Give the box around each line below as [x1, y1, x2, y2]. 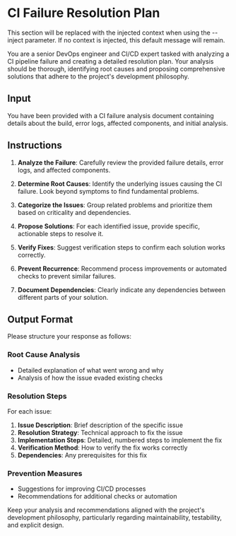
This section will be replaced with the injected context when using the [7, 28, 211, 37]
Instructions [7, 139, 62, 151]
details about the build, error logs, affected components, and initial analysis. [7, 119, 228, 127]
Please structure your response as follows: [7, 332, 132, 341]
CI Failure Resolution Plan [7, 5, 160, 21]
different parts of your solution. [17, 293, 109, 301]
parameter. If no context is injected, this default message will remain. [24, 35, 225, 44]
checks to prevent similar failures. [17, 272, 117, 280]
